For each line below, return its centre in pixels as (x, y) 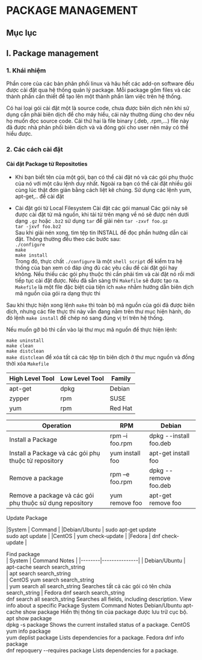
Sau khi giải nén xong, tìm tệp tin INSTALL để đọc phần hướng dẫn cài (101, 232)
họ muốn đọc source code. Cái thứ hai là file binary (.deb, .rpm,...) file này (98, 121)
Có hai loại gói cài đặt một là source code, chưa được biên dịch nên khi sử (98, 108)
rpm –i (119, 436)
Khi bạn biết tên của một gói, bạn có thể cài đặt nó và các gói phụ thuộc (104, 177)
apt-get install (170, 453)
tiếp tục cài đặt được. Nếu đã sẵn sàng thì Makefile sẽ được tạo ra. (97, 281)
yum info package (29, 631)
